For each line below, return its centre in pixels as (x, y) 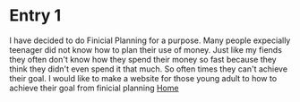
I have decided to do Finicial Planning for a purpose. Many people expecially (150, 40)
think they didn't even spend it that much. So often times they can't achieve (149, 69)
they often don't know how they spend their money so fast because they (143, 59)
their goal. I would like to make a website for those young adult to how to (143, 78)
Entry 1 (35, 16)
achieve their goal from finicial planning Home (94, 88)
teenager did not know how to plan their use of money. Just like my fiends (146, 49)
